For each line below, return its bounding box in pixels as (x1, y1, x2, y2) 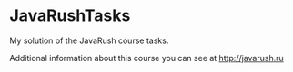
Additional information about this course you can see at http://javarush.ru (9, 52, 284, 63)
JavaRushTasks (9, 5, 131, 26)
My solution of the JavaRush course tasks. (9, 35, 169, 46)
